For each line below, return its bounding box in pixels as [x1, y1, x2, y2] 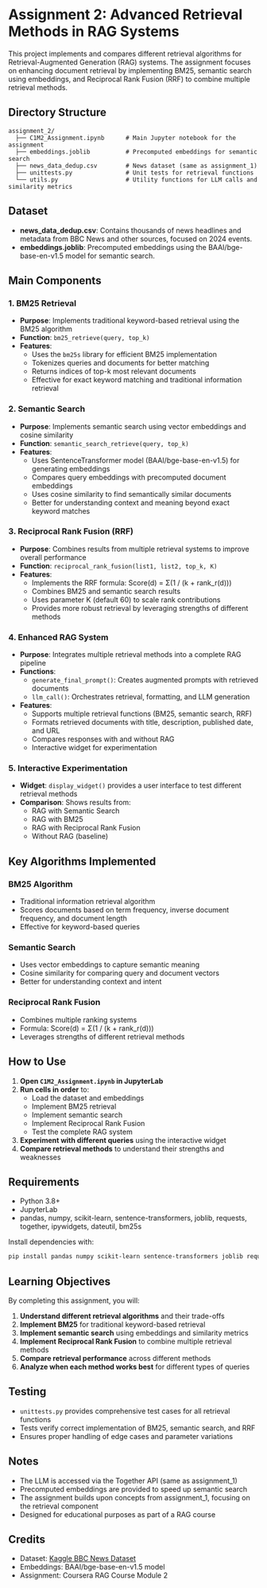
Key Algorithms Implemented [8, 855, 157, 868]
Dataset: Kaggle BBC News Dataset [19, 1554, 137, 1563]
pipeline [19, 659, 46, 668]
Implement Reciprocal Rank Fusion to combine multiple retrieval [19, 1336, 232, 1347]
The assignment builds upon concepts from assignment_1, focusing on [19, 1492, 250, 1502]
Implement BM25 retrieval [31, 1101, 117, 1111]
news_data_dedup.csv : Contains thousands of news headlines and [19, 225, 242, 235]
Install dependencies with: [8, 1237, 95, 1247]
